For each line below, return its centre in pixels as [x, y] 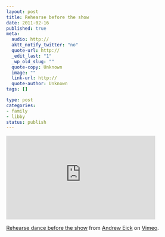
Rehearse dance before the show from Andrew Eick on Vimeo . [82, 228]
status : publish [26, 122]
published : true [26, 28]
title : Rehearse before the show [48, 17]
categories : [21, 105]
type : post [20, 100]
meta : [13, 34]
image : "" [24, 73]
